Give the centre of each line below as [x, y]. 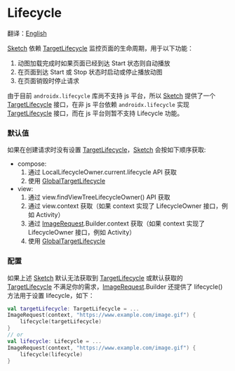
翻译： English [27, 33]
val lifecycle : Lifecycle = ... [54, 341]
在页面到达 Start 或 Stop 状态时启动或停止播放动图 [90, 72]
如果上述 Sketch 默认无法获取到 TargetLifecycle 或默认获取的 [95, 278]
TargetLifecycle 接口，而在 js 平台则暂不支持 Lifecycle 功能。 [95, 113]
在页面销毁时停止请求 [48, 80]
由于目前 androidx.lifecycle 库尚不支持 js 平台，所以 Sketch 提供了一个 [112, 96]
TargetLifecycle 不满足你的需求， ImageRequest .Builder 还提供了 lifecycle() [115, 287]
